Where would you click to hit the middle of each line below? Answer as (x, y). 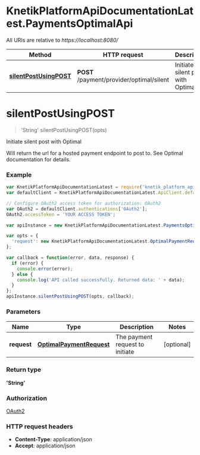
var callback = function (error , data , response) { (70, 258)
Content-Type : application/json (53, 440)
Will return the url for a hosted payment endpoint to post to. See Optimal (95, 153)
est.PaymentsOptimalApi (70, 23)
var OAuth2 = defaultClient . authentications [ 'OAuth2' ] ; (77, 209)
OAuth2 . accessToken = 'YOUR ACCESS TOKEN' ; (61, 214)
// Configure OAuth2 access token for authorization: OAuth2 (84, 203)
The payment (134, 337)
